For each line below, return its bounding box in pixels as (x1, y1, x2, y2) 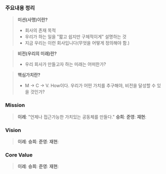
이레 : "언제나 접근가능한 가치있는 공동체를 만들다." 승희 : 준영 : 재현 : (17, 114, 146, 120)
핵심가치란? (17, 72, 41, 78)
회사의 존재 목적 (24, 28, 56, 34)
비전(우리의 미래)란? (17, 51, 57, 57)
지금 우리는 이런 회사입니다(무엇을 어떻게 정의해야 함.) (24, 40, 130, 46)
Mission (5, 102, 25, 109)
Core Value (5, 151, 33, 158)
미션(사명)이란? (17, 17, 48, 23)
